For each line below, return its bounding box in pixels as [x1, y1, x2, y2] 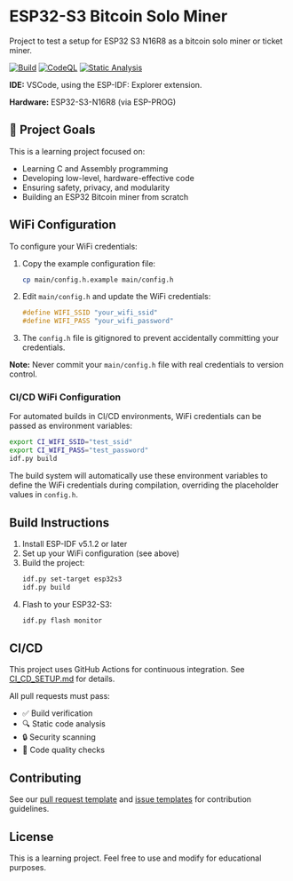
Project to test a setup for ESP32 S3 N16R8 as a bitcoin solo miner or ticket [9, 36, 283, 46]
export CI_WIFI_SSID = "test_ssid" [9, 438, 133, 447]
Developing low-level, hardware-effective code [21, 172, 195, 183]
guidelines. [9, 804, 50, 814]
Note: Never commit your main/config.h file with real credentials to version [9, 360, 284, 370]
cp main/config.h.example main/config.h [21, 275, 174, 284]
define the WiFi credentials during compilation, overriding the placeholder [9, 480, 280, 490]
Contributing [9, 770, 82, 785]
